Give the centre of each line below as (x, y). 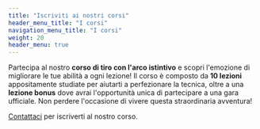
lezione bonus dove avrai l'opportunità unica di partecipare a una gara (124, 93)
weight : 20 (26, 38)
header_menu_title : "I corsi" (58, 23)
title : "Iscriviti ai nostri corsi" (69, 15)
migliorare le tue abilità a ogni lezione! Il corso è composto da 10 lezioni (125, 76)
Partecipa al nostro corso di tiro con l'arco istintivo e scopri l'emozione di (129, 67)
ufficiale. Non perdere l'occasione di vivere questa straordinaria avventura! (130, 101)
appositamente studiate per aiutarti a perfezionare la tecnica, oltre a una (126, 85)
